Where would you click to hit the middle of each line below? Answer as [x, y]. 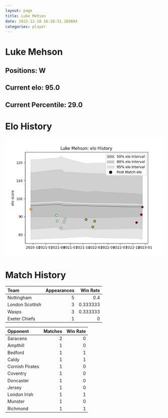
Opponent [18, 331]
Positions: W [26, 70]
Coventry [17, 373]
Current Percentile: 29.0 [44, 105]
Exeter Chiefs [21, 318]
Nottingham [19, 298]
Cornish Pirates [23, 367]
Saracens [17, 339]
